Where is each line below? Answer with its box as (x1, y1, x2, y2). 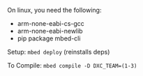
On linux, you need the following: (7, 6, 102, 14)
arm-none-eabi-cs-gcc (17, 20, 85, 27)
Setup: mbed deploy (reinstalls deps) (7, 48, 110, 56)
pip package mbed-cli (17, 34, 81, 43)
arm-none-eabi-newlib (17, 27, 83, 35)
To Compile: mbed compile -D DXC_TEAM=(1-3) (7, 61, 137, 69)
